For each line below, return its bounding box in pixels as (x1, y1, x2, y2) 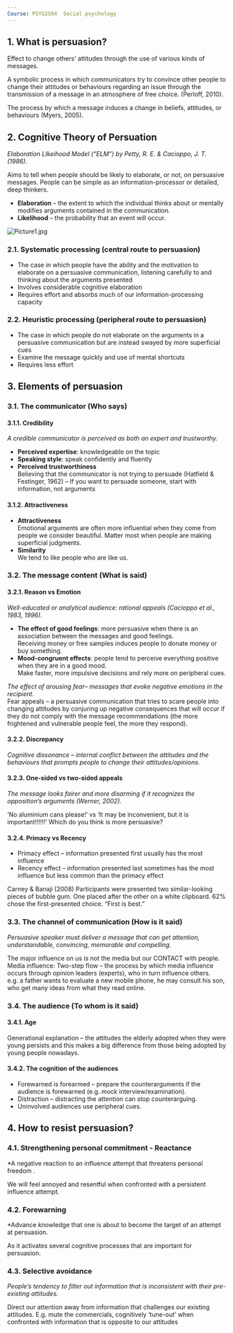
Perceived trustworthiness (17, 463, 97, 471)
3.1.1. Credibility (7, 419, 54, 427)
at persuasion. (7, 1228, 49, 1236)
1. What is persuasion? (7, 36, 108, 48)
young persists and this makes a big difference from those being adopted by (7, 1041, 226, 1049)
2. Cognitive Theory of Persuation (7, 131, 158, 143)
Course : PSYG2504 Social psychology (7, 10, 117, 17)
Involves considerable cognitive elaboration (17, 283, 143, 291)
